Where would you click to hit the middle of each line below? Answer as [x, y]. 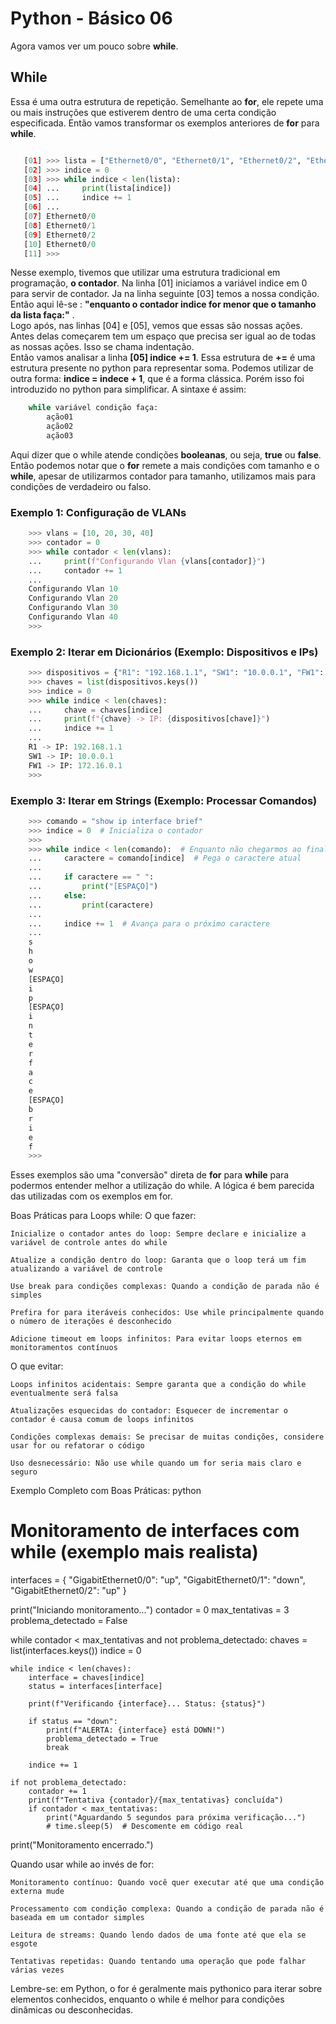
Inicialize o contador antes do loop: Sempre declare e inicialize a [158, 1234]
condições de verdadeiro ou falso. [81, 486]
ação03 [60, 436]
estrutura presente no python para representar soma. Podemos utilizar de [162, 368]
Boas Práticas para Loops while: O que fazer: [103, 1216]
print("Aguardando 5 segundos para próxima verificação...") [176, 1818]
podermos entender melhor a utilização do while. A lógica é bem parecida [162, 1186]
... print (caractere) [91, 905]
